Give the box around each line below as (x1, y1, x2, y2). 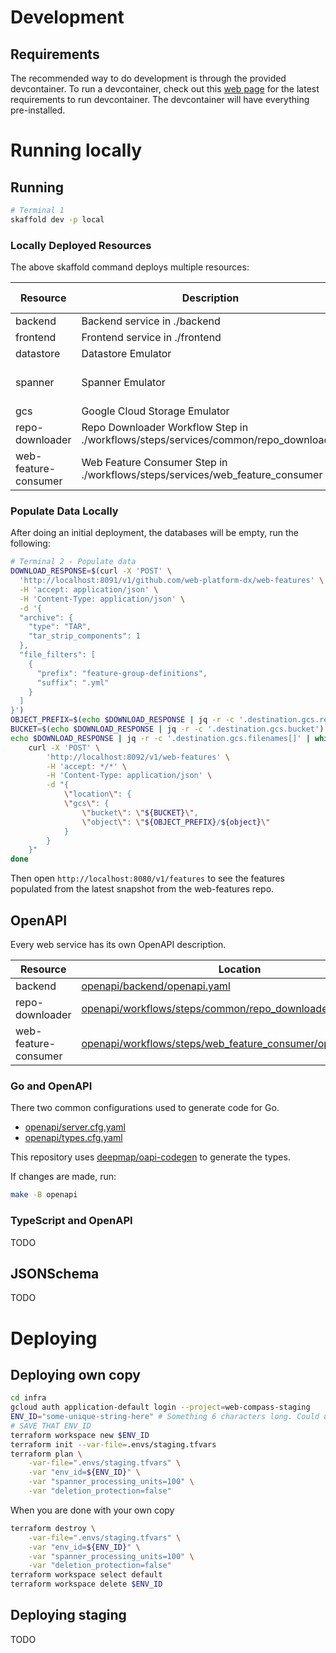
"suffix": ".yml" (36, 677, 110, 688)
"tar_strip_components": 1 (28, 631, 141, 641)
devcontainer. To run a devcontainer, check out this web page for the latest (10, 83, 320, 95)
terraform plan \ (10, 1449, 83, 1459)
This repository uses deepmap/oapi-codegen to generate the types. (10, 1151, 291, 1163)
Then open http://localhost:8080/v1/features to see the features (10, 872, 285, 885)
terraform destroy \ (10, 1523, 97, 1533)
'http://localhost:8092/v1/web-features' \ (46, 752, 230, 762)
